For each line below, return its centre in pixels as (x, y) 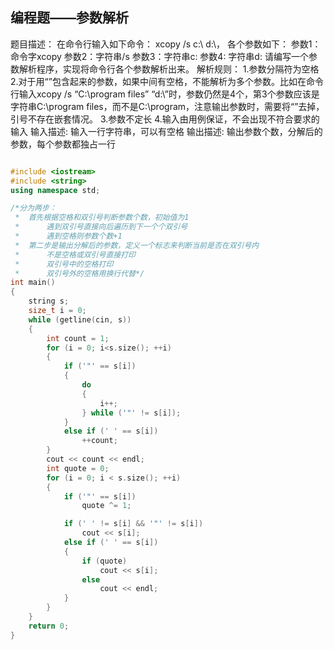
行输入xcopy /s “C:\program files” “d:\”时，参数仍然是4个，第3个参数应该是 (165, 94)
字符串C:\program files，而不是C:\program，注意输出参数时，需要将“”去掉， (167, 106)
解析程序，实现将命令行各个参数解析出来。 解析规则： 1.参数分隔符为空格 (169, 69)
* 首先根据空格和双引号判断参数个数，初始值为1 (102, 218)
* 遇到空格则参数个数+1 (68, 236)
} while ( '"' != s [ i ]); (131, 413)
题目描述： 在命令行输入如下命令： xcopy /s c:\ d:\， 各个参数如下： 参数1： (166, 44)
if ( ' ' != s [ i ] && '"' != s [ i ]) (133, 524)
